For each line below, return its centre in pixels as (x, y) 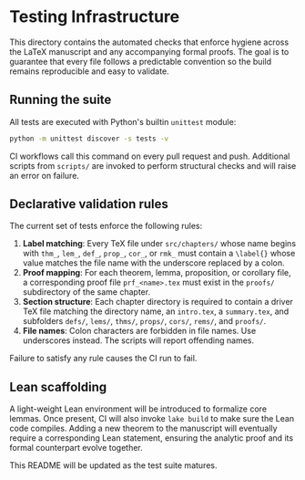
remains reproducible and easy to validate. (90, 71)
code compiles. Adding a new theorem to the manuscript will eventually (143, 428)
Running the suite (61, 100)
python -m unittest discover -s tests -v (89, 139)
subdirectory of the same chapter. (86, 292)
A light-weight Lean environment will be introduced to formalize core (138, 409)
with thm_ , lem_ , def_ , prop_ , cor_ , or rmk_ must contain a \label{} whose (159, 254)
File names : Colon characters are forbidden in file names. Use (139, 331)
